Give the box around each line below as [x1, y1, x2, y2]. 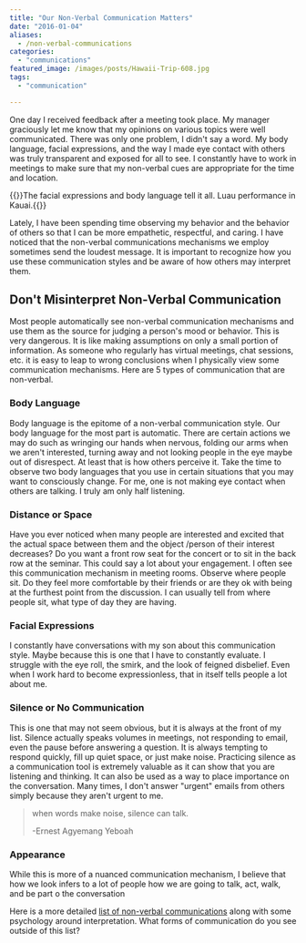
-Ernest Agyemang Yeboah [31, 825, 134, 836]
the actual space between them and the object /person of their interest [9, 538, 275, 549]
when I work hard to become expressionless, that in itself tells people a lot [9, 669, 288, 680]
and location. [9, 172, 59, 183]
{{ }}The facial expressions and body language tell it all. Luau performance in [9, 190, 296, 200]
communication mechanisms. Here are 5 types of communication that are [9, 364, 285, 375]
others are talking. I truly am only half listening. [9, 485, 185, 497]
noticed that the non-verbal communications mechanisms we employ [9, 236, 270, 247]
